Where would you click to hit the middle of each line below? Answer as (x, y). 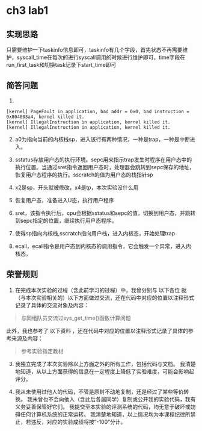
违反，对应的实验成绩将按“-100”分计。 (78, 421)
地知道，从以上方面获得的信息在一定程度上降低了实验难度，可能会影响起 (104, 371)
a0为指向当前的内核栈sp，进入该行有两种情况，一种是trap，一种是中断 (103, 139)
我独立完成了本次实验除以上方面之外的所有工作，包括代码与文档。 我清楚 (105, 364)
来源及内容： (27, 338)
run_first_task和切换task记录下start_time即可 (61, 65)
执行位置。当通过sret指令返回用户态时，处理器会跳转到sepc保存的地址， (105, 167)
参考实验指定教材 (42, 351)
